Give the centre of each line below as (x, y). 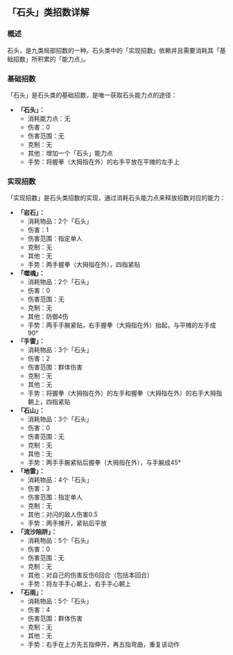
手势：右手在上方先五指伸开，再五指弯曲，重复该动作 (104, 645)
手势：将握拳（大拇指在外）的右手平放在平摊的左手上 (104, 161)
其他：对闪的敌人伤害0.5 (63, 514)
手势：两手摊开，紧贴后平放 (67, 523)
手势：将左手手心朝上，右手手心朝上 (79, 584)
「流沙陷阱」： (37, 532)
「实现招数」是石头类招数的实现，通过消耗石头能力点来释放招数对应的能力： (116, 198)
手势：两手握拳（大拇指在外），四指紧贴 (84, 265)
